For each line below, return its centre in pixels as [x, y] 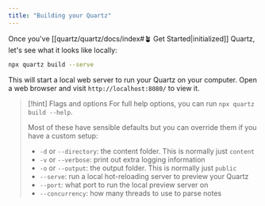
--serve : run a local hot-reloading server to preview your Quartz [144, 176]
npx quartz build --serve [51, 64]
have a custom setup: [63, 135]
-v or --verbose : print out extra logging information [122, 159]
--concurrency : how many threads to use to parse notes [131, 193]
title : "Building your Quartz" [60, 15]
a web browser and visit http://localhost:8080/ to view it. [104, 88]
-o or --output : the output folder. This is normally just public [138, 168]
